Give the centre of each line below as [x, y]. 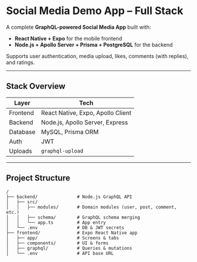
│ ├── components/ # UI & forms [57, 243]
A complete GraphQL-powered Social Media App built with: [79, 27]
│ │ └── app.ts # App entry [56, 222]
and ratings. [21, 62]
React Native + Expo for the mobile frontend [68, 38]
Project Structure [38, 178]
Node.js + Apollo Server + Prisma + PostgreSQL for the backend [94, 45]
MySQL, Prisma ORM [70, 132]
